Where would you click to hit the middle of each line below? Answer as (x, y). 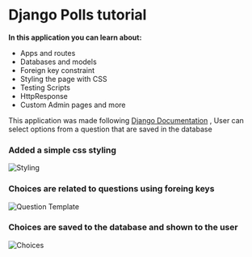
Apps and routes (48, 53)
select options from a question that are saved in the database (110, 129)
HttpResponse (44, 96)
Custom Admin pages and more (73, 105)
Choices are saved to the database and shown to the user (123, 227)
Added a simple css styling (63, 150)
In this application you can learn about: (75, 37)
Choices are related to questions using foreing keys (111, 189)
